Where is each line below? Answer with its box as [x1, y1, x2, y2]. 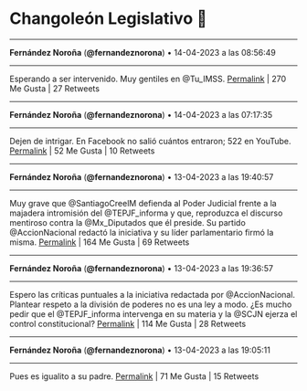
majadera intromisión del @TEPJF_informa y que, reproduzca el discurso [9, 207, 283, 218]
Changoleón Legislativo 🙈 [9, 8, 207, 29]
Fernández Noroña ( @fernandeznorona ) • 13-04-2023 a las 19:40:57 [9, 171, 274, 182]
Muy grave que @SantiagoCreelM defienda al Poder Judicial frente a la [9, 197, 277, 208]
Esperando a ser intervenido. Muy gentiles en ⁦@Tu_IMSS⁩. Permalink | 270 [9, 73, 287, 84]
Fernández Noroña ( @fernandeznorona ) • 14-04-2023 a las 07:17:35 [9, 109, 272, 120]
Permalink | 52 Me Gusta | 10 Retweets [9, 145, 155, 156]
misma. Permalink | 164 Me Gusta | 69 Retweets [9, 237, 190, 248]
